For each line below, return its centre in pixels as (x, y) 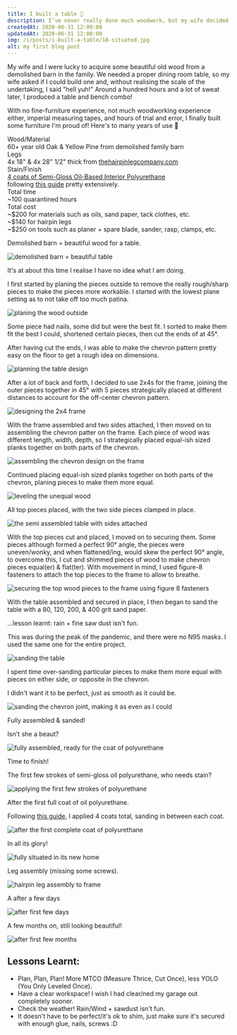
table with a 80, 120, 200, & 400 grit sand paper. (77, 609)
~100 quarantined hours (42, 199)
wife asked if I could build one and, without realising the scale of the (107, 82)
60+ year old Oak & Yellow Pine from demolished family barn (96, 147)
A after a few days (34, 898)
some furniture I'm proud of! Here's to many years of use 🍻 (93, 125)
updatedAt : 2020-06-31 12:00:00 (55, 34)
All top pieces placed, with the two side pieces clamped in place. (102, 510)
